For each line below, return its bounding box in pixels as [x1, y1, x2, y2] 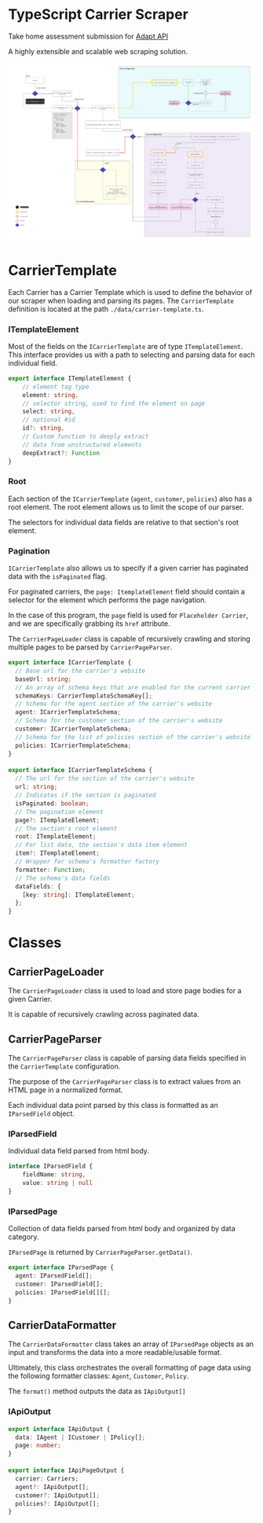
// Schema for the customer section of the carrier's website [15, 717, 223, 725]
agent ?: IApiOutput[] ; [15, 1483, 89, 1491]
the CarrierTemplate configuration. [8, 1061, 121, 1071]
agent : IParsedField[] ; [15, 1272, 93, 1280]
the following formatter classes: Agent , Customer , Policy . [8, 1371, 189, 1381]
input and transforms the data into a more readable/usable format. [8, 1348, 222, 1357]
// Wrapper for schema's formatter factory [15, 858, 159, 866]
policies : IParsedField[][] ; [15, 1288, 111, 1297]
